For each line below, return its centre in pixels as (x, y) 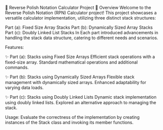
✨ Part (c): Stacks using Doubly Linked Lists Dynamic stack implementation (81, 97)
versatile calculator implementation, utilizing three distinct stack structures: (81, 18)
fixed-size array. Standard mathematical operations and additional (71, 62)
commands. (17, 67)
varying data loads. (24, 87)
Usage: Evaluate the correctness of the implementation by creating (72, 117)
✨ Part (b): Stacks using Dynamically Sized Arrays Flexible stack (70, 77)
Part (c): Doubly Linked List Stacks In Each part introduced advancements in (82, 32)
